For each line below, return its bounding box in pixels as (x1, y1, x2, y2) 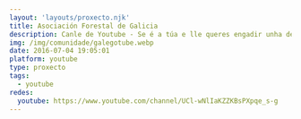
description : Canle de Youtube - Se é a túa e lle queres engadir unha (9, 30, 282, 38)
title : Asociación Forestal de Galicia (9, 21, 159, 30)
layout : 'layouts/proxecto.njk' (9, 13, 130, 22)
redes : (9, 88, 34, 97)
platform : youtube (9, 55, 78, 64)
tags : (9, 72, 30, 81)
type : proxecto (9, 64, 66, 72)
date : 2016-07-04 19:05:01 (9, 47, 110, 55)
